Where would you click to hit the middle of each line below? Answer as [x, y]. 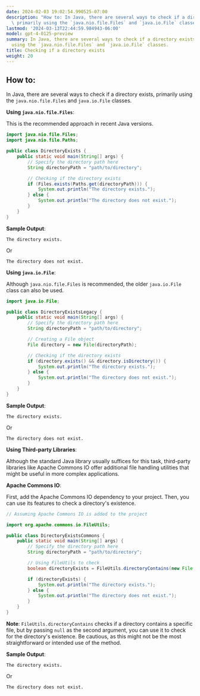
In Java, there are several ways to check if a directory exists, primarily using [99, 94]
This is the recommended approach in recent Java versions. [80, 124]
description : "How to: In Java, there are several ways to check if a [96, 17]
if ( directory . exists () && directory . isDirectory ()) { [97, 361]
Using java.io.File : [31, 272]
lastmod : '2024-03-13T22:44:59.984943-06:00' [63, 28]
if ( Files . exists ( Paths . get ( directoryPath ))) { [87, 184]
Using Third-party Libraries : [42, 450]
